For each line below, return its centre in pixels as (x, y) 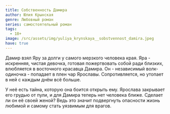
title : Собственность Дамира (36, 10)
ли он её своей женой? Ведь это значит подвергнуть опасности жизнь (83, 100)
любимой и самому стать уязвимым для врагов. (58, 106)
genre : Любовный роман (29, 19)
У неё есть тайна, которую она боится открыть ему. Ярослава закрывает (85, 89)
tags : (11, 29)
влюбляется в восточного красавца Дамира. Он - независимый (75, 69)
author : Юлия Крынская (29, 15)
